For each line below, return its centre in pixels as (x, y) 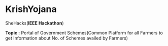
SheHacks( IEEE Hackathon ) (35, 23)
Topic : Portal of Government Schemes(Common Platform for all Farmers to (84, 32)
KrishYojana (31, 9)
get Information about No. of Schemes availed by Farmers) (67, 38)
